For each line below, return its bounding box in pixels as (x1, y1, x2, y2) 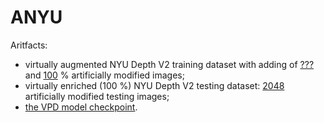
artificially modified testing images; (24, 90, 170, 102)
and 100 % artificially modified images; (24, 69, 185, 81)
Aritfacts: (10, 39, 48, 51)
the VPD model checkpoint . (24, 101, 138, 113)
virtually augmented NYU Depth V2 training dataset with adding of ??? (24, 58, 315, 70)
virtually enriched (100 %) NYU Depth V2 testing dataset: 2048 (24, 79, 285, 91)
